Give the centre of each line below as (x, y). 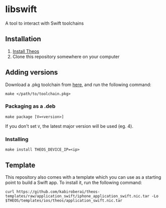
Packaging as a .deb (30, 106)
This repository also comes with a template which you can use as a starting (83, 177)
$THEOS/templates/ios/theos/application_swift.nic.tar (64, 200)
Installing (17, 139)
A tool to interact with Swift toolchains (45, 23)
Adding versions (32, 72)
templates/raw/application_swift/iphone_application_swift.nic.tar (77, 196)
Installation (23, 39)
